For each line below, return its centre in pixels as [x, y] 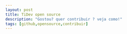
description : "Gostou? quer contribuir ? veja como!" [64, 19]
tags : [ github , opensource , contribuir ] [47, 24]
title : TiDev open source [33, 14]
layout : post [19, 10]
